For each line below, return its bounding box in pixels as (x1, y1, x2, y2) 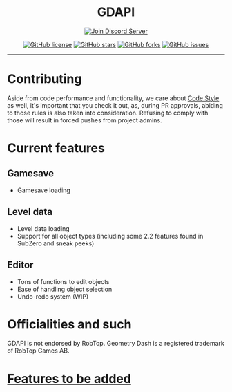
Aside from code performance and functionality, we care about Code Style (7, 94, 220, 102)
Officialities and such (7, 316, 132, 332)
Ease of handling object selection (17, 285, 113, 293)
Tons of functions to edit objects (17, 277, 110, 286)
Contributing (7, 71, 82, 87)
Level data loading (17, 224, 70, 232)
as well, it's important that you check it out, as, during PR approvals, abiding (7, 101, 223, 109)
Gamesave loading (17, 186, 70, 194)
